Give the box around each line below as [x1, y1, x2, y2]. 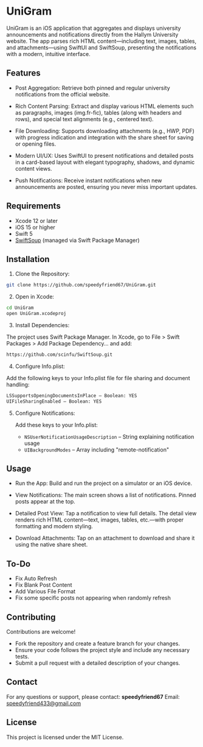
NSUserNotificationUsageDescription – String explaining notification [24, 433, 194, 440]
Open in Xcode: [15, 293, 55, 300]
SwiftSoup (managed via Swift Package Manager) [15, 236, 140, 244]
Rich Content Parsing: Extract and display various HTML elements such [15, 102, 194, 110]
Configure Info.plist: [15, 363, 65, 370]
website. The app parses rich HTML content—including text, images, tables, [6, 37, 196, 44]
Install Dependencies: [15, 322, 70, 328]
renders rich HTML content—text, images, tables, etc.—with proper [15, 516, 184, 523]
